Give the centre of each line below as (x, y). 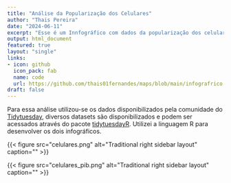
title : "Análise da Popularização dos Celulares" (80, 13)
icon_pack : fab (35, 71)
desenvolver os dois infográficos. (54, 132)
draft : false (26, 90)
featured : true (29, 45)
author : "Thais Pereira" (43, 20)
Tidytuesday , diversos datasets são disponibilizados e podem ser (100, 117)
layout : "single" (32, 52)
